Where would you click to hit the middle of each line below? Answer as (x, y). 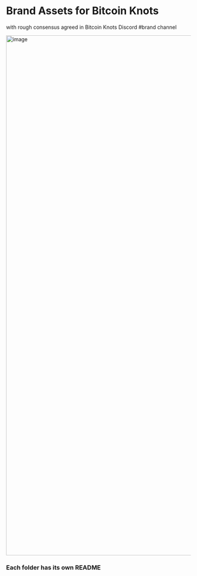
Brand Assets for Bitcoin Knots (83, 11)
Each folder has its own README (54, 567)
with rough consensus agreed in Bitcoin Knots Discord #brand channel (91, 27)
